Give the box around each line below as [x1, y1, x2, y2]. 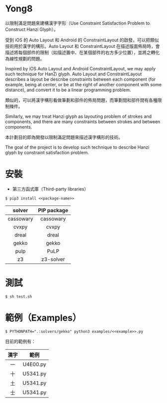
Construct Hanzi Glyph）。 [5, 26, 59, 32]
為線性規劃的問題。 [5, 55, 45, 61]
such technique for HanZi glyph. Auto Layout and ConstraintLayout [5, 71, 142, 77]
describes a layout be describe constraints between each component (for [5, 76, 156, 82]
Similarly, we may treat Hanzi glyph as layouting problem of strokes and [5, 113, 152, 119]
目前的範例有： [5, 338, 36, 344]
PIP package [38, 206, 69, 213]
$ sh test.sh [5, 294, 32, 299]
